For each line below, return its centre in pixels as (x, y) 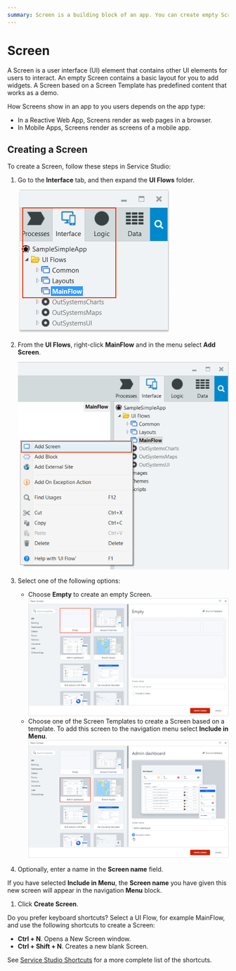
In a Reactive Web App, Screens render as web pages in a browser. (115, 120)
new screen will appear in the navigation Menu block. (85, 891)
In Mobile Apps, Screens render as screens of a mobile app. (104, 128)
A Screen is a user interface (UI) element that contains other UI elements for (117, 70)
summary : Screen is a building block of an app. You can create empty (113, 15)
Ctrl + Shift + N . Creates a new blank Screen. (83, 946)
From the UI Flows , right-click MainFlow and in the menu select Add (117, 345)
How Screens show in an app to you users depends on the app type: (106, 106)
